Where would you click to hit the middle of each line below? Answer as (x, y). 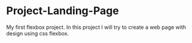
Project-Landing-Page (63, 11)
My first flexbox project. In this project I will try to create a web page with (96, 27)
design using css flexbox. (38, 33)
